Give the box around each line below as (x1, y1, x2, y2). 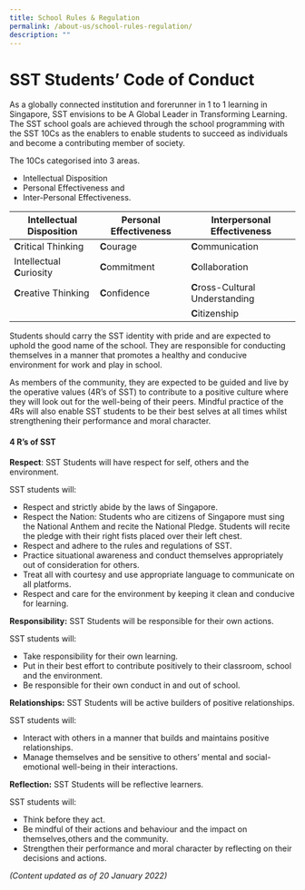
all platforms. (22, 578, 72, 590)
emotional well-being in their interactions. (22, 761, 179, 772)
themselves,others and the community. (22, 833, 169, 844)
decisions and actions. (22, 852, 107, 863)
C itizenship (190, 308, 239, 320)
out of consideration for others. (22, 559, 140, 570)
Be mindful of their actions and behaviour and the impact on (22, 823, 248, 835)
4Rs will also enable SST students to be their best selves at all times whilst (9, 406, 288, 417)
